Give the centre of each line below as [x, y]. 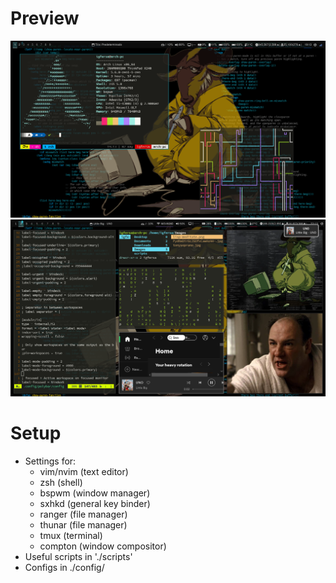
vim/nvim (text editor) [84, 471]
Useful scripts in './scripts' [78, 556]
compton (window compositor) [103, 546]
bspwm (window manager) [95, 493]
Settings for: [50, 461]
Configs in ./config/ [64, 567]
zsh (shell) [61, 482]
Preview [45, 18]
